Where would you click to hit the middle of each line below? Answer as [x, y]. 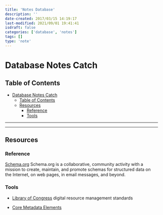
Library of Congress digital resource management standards [73, 198]
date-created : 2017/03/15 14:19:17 [41, 18]
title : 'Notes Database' [30, 9]
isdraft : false [20, 28]
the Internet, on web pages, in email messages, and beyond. [65, 175]
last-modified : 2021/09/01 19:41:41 [42, 23]
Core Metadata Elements [37, 207]
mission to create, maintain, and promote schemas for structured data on [78, 170]
